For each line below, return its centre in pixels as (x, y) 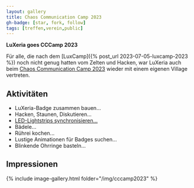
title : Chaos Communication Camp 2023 (54, 17)
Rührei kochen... (35, 133)
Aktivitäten (27, 94)
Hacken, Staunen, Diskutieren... (53, 114)
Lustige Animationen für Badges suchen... (66, 140)
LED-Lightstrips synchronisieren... (56, 121)
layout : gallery (26, 12)
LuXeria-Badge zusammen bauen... (58, 108)
